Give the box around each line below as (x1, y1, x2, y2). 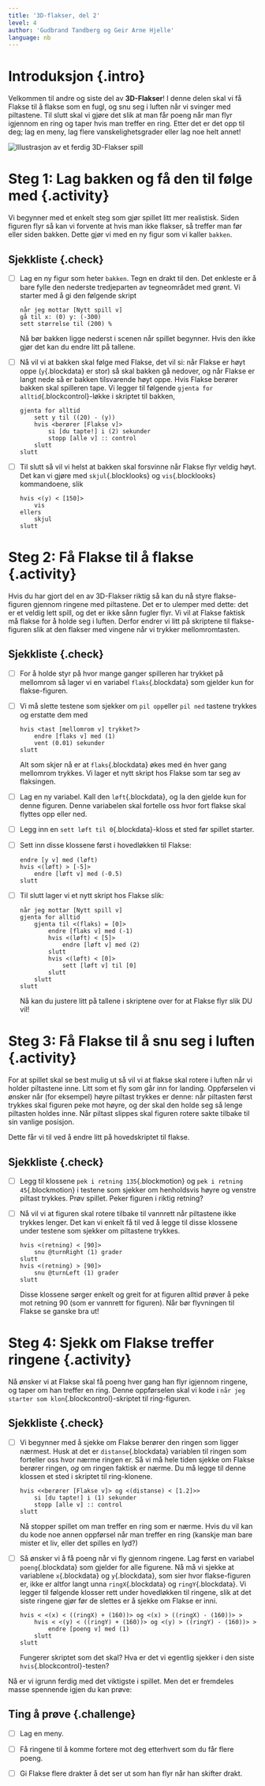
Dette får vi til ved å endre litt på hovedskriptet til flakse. (8, 1133, 190, 1142)
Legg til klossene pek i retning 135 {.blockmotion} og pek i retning (19, 1177, 244, 1185)
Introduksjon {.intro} (8, 68, 146, 85)
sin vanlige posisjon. (8, 1118, 75, 1127)
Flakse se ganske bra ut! (19, 1307, 100, 1316)
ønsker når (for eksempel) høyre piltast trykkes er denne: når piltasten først (8, 1092, 253, 1102)
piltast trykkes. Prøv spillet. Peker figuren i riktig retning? (19, 1193, 203, 1204)
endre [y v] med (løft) (19, 856, 99, 864)
